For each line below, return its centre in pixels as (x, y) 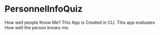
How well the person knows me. (37, 27)
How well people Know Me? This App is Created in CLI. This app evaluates (80, 22)
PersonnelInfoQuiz (44, 9)
